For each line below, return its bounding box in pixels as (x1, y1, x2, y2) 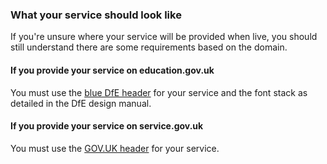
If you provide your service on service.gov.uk (10, 120, 204, 132)
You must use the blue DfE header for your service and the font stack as (10, 86, 308, 98)
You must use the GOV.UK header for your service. (10, 142, 220, 154)
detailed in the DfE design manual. (10, 97, 152, 109)
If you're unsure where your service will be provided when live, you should (10, 31, 318, 43)
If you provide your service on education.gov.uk (10, 64, 215, 76)
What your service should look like (10, 8, 182, 22)
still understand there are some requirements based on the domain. (10, 41, 288, 53)
